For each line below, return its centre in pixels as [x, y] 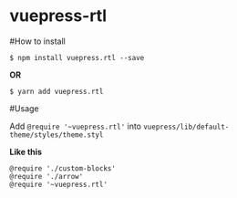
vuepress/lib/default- [186, 127]
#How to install [37, 41]
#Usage [24, 108]
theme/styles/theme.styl [57, 135]
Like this [26, 151]
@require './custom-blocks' [63, 168]
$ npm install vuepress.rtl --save [77, 57]
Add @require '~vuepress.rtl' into [75, 126]
